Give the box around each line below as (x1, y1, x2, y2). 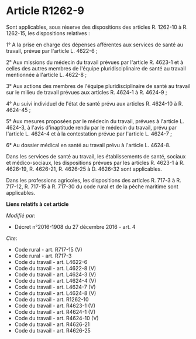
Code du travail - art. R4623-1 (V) (14, 302, 95, 309)
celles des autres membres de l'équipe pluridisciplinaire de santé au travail (6, 65, 186, 72)
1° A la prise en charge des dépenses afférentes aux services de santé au (6, 41, 183, 48)
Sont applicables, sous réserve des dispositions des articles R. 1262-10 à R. (6, 23, 188, 30)
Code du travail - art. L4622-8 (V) (14, 265, 97, 272)
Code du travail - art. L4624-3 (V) (14, 271, 97, 278)
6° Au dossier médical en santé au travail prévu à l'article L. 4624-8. (6, 141, 171, 148)
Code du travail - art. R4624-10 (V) (14, 314, 99, 321)
